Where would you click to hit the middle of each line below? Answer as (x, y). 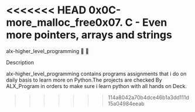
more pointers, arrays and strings (89, 35)
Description (20, 62)
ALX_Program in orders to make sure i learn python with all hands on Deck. (97, 86)
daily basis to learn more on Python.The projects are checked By (84, 80)
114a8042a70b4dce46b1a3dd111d (148, 97)
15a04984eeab (126, 103)
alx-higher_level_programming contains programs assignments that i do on (96, 73)
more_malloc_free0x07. (64, 22)
